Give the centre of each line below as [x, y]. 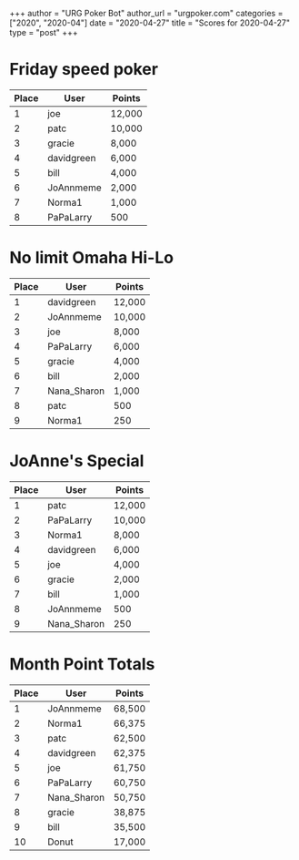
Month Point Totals [82, 664]
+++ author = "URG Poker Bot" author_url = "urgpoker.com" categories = [146, 13]
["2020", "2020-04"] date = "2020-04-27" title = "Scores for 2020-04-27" [150, 23]
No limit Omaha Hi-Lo [92, 258]
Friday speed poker [84, 70]
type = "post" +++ [44, 32]
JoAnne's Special [77, 461]
